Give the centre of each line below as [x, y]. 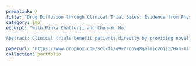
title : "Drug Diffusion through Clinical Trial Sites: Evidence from [92, 17]
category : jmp [23, 22]
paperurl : [18, 49]
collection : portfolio [34, 54]
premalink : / [22, 11]
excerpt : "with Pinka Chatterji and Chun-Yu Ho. [66, 28]
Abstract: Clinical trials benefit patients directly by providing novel [98, 39]
